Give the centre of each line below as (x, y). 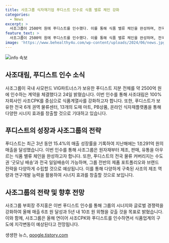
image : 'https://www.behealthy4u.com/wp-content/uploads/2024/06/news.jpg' (86, 43)
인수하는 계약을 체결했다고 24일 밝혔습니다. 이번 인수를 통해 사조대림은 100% (86, 94)
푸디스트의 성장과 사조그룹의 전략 (53, 131)
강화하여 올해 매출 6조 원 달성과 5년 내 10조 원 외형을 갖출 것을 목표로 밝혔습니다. (84, 212)
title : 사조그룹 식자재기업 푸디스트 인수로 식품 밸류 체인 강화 (62, 10)
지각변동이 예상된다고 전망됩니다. (47, 224)
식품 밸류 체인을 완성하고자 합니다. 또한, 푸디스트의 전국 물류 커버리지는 (84, 156)
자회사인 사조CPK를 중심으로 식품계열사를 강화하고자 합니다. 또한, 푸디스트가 (80, 101)
